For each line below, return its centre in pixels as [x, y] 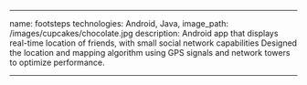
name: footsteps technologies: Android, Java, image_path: [119, 23]
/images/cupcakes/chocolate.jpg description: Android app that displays [144, 33]
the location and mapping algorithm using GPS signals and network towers [150, 53]
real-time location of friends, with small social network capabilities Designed [153, 43]
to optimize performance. [57, 62]
